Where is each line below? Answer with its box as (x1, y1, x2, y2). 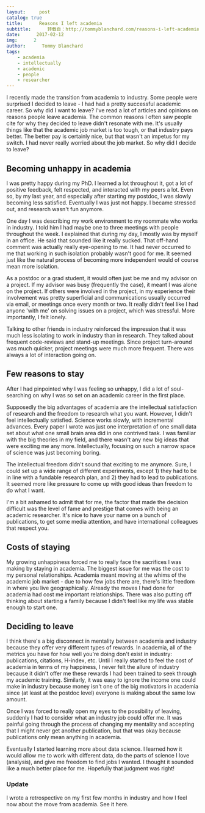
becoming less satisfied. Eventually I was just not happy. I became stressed (6, 199, 196, 206)
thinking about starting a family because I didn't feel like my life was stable (6, 597, 194, 604)
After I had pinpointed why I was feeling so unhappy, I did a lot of (6, 385, 170, 392)
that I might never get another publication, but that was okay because (6, 727, 181, 734)
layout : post (6, 9, 51, 15)
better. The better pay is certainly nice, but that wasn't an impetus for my (6, 132, 190, 140)
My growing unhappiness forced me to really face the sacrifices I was (6, 558, 182, 565)
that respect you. (6, 524, 49, 532)
